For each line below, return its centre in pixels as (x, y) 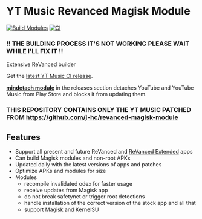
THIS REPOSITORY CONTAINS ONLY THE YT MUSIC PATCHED (99, 110)
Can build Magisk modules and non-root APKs (73, 158)
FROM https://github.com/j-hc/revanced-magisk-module (92, 117)
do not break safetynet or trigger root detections (84, 196)
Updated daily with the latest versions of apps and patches (88, 164)
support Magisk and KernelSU (61, 209)
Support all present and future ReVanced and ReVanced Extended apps (104, 151)
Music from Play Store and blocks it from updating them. (77, 94)
